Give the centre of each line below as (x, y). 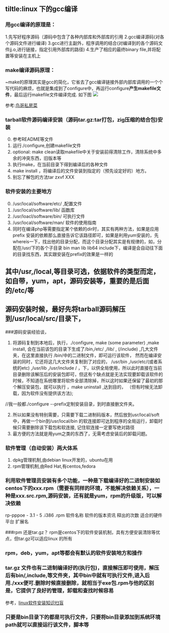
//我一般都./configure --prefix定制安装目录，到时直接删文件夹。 (71, 404)
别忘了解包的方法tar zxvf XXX (43, 177)
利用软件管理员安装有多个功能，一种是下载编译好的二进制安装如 (83, 481)
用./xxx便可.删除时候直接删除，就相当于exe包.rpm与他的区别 (80, 583)
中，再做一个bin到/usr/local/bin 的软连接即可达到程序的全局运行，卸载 (85, 421)
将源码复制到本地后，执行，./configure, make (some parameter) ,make (86, 342)
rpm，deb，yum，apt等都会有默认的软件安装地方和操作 (74, 553)
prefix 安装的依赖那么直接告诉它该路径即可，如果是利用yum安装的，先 (86, 235)
